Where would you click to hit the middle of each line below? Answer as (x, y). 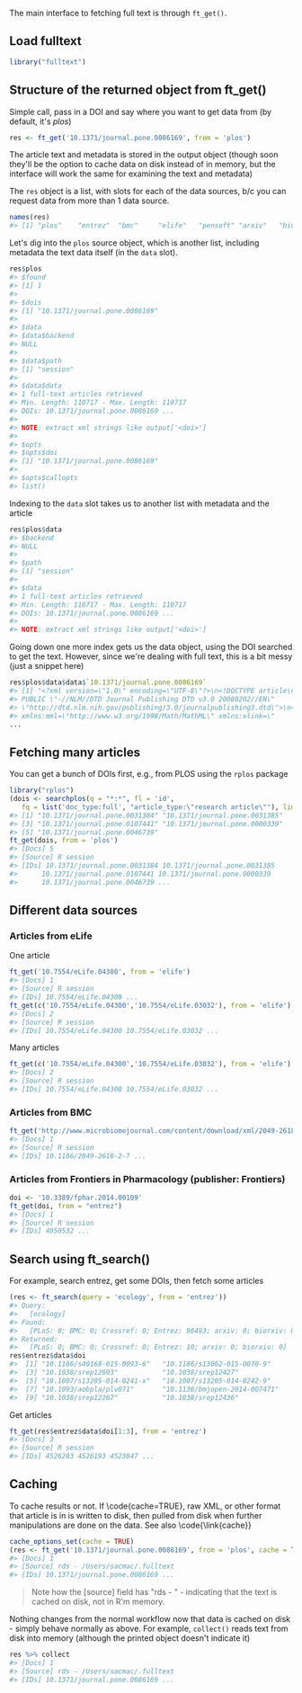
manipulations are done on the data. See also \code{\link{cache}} (130, 1525)
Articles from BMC (51, 1112)
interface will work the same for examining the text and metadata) (131, 174)
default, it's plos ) (40, 121)
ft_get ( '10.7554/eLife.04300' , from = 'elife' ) (100, 972)
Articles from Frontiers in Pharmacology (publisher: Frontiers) (147, 1179)
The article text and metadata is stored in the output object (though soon (144, 155)
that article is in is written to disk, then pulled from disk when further (136, 1515)
